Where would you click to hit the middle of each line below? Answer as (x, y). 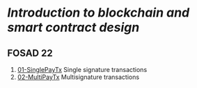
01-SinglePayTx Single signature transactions (82, 70)
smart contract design (73, 27)
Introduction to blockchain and (98, 13)
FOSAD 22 (30, 53)
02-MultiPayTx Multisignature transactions (78, 77)
